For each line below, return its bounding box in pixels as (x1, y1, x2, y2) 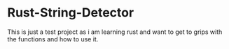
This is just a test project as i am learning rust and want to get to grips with (7, 28, 223, 36)
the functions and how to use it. (7, 35, 99, 43)
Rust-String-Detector (7, 5, 134, 21)
